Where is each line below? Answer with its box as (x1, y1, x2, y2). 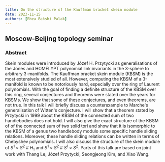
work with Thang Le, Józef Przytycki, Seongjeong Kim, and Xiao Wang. (5, 151, 150, 157)
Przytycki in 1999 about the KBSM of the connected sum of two (5, 112, 134, 118)
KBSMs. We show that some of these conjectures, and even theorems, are (5, 97, 156, 103)
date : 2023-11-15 (5, 12, 41, 17)
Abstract (5, 49, 27, 56)
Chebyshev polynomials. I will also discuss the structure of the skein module (5, 138, 160, 145)
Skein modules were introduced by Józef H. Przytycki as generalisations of (5, 60, 158, 66)
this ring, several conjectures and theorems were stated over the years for (5, 92, 156, 98)
